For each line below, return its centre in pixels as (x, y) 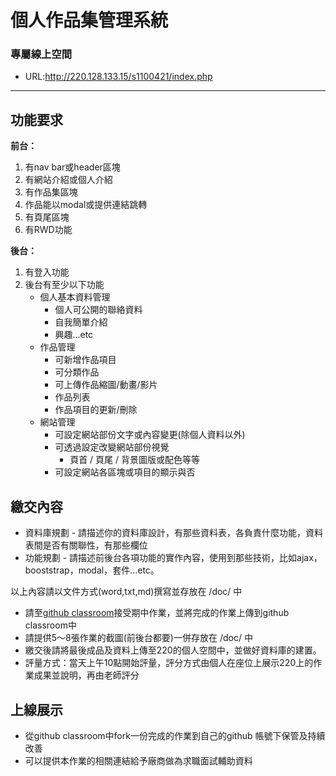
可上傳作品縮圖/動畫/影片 (106, 385)
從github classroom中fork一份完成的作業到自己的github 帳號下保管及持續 (175, 735)
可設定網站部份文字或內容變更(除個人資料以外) (150, 435)
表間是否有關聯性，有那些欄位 (86, 545)
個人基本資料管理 (75, 297)
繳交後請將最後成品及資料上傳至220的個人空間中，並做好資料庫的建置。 (173, 650)
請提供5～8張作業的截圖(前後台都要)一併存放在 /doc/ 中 (138, 638)
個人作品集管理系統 (89, 20)
